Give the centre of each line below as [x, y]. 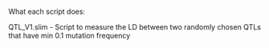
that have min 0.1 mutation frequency [69, 36]
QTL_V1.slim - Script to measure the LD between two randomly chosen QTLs [134, 27]
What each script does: [47, 12]
